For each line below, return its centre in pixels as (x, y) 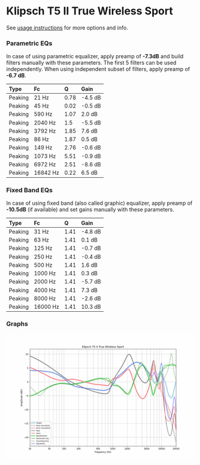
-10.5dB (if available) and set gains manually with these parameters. (90, 210)
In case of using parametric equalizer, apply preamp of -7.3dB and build (95, 56)
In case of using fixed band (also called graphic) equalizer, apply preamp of (99, 203)
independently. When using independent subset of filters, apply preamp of (98, 69)
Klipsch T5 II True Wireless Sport (90, 11)
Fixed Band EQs (29, 190)
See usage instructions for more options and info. (67, 28)
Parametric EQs (29, 43)
